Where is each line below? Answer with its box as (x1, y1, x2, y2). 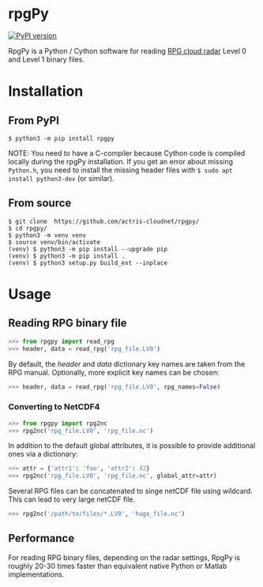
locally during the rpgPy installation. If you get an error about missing (8, 156, 234, 166)
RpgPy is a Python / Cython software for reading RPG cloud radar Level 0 (8, 46, 247, 55)
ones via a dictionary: (8, 450, 78, 459)
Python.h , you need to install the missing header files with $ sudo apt (8, 165, 233, 175)
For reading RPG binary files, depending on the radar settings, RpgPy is (8, 552, 241, 562)
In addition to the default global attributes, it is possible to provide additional (8, 441, 256, 450)
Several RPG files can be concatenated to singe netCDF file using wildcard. (8, 487, 253, 496)
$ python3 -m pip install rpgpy (8, 134, 115, 142)
